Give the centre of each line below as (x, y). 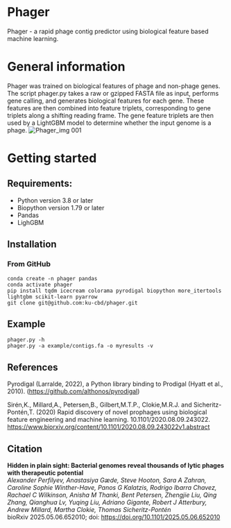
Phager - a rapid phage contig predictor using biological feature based (108, 31)
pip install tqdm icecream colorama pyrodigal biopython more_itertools (114, 291)
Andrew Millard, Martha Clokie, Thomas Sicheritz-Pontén (89, 510)
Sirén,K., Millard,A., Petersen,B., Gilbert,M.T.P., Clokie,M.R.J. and (100, 405)
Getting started (52, 159)
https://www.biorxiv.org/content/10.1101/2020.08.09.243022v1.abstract (109, 427)
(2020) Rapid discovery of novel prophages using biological (121, 412)
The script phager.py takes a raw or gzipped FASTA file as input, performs (113, 93)
